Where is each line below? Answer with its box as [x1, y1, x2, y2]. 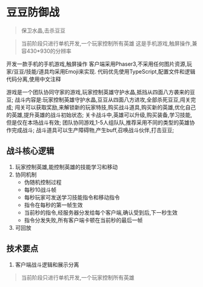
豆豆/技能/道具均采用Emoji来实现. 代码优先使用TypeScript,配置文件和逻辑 [13, 67, 196, 75]
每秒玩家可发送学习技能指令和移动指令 [24, 193, 120, 201]
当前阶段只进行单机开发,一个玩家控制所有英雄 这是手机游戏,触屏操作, [21, 40, 192, 47]
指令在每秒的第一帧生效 [24, 201, 83, 209]
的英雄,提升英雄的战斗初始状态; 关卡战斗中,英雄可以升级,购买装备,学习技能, [6, 111, 193, 119]
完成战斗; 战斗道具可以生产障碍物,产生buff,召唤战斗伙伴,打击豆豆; [11, 126, 175, 134]
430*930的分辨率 [26, 47, 72, 55]
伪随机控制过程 [24, 178, 62, 185]
